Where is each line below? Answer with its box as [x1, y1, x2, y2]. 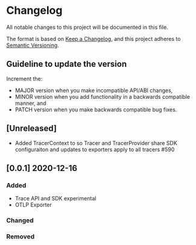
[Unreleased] [6, 123, 57, 134]
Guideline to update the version [6, 59, 127, 69]
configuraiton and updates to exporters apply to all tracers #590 [14, 146, 175, 153]
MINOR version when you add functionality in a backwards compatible [14, 93, 190, 100]
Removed [6, 232, 35, 241]
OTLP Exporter [14, 201, 52, 208]
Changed [6, 216, 34, 225]
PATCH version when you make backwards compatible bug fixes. [14, 106, 177, 113]
